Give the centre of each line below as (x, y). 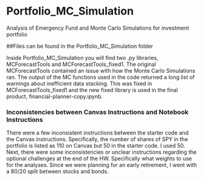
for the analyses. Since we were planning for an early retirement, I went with (102, 165)
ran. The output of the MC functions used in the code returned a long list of (101, 77)
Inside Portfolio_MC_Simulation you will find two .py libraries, (82, 58)
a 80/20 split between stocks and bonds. (58, 171)
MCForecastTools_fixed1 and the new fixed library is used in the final (92, 90)
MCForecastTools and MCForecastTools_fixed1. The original (81, 64)
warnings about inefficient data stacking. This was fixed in (79, 84)
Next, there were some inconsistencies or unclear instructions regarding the (101, 152)
